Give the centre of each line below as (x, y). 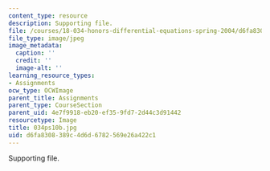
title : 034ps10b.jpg (43, 128)
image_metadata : (35, 46)
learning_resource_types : (51, 75)
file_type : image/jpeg (46, 38)
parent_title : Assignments (53, 98)
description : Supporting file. (61, 23)
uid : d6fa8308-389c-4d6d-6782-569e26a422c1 (82, 135)
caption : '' (36, 53)
